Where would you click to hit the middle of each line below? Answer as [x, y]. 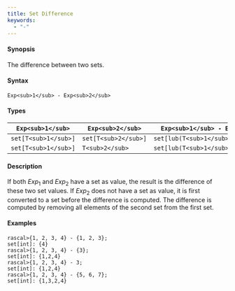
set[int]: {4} [28, 244]
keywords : [22, 20]
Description [25, 166]
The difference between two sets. [56, 64]
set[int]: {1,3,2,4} [37, 281]
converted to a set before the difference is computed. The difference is [109, 199]
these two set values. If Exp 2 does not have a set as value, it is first [104, 191]
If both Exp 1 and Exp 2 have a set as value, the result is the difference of [110, 183]
